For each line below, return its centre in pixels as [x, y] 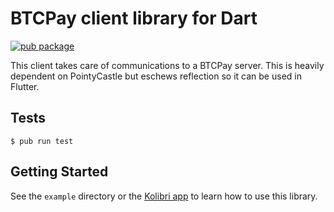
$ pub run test [42, 141]
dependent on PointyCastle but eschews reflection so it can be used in [156, 76]
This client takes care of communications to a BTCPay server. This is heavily [167, 65]
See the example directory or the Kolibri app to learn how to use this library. [164, 196]
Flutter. [25, 86]
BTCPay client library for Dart [134, 18]
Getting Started [59, 172]
